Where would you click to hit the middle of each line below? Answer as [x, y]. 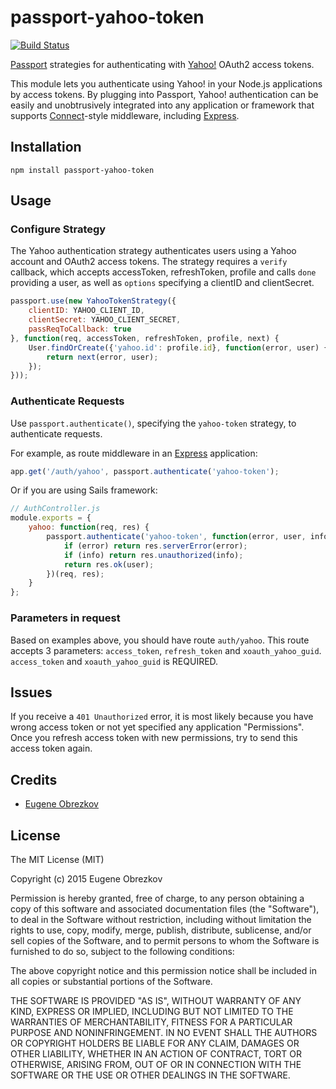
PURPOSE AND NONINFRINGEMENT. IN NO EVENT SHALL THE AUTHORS [164, 1032]
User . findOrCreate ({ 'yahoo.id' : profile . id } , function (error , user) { [178, 347]
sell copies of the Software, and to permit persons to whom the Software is [165, 940]
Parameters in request [65, 618]
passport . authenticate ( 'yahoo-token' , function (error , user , [176, 537]
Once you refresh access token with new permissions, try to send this [154, 738]
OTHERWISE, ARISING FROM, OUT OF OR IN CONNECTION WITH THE [156, 1064]
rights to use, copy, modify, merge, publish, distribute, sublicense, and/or [161, 930]
